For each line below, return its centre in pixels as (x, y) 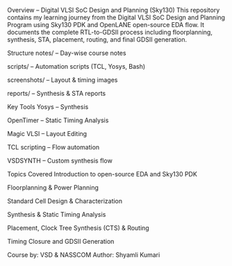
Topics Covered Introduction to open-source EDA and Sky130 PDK (102, 174)
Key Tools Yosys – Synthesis (48, 107)
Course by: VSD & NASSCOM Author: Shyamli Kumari (84, 255)
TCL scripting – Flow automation (53, 147)
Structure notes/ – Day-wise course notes (67, 53)
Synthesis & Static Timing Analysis (57, 214)
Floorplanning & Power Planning (53, 188)
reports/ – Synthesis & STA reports (57, 93)
